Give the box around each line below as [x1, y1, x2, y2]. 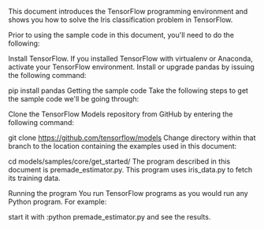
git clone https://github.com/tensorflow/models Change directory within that [8, 133, 256, 142]
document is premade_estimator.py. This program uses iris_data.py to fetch [8, 165, 253, 174]
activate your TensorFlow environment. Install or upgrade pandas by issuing [8, 62, 255, 72]
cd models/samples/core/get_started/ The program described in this [8, 157, 231, 166]
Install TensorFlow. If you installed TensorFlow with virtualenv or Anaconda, [8, 54, 254, 63]
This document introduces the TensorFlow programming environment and [8, 7, 248, 16]
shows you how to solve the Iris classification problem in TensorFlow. [8, 15, 233, 24]
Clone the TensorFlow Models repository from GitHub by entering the [8, 109, 233, 119]
